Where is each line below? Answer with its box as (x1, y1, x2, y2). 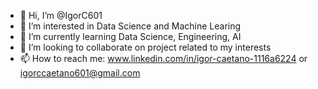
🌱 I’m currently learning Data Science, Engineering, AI (19, 31, 242, 42)
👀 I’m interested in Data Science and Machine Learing (19, 20, 242, 32)
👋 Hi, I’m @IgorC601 (19, 10, 103, 21)
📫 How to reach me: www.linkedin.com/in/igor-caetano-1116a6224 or (19, 53, 308, 64)
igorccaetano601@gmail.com (19, 67, 141, 79)
